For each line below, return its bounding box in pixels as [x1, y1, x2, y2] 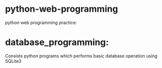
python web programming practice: [5, 20, 78, 25]
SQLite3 [5, 58, 22, 64]
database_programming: [5, 37, 109, 48]
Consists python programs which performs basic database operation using [5, 53, 158, 59]
